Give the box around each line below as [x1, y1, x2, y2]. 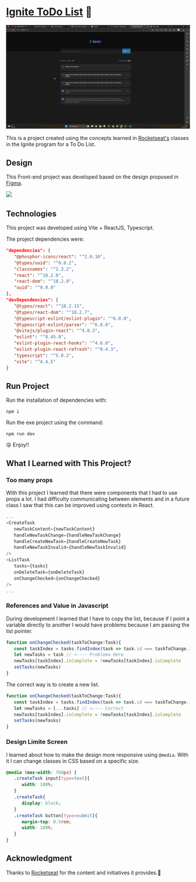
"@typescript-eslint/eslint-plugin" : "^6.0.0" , [13, 316, 132, 322]
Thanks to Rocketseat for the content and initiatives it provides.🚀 [6, 869, 162, 876]
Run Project [6, 381, 50, 391]
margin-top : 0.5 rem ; [21, 819, 72, 825]
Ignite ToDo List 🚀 [6, 5, 92, 19]
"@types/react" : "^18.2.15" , [13, 303, 85, 309]
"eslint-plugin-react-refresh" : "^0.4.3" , [13, 347, 118, 353]
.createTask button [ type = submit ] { [13, 812, 98, 819]
